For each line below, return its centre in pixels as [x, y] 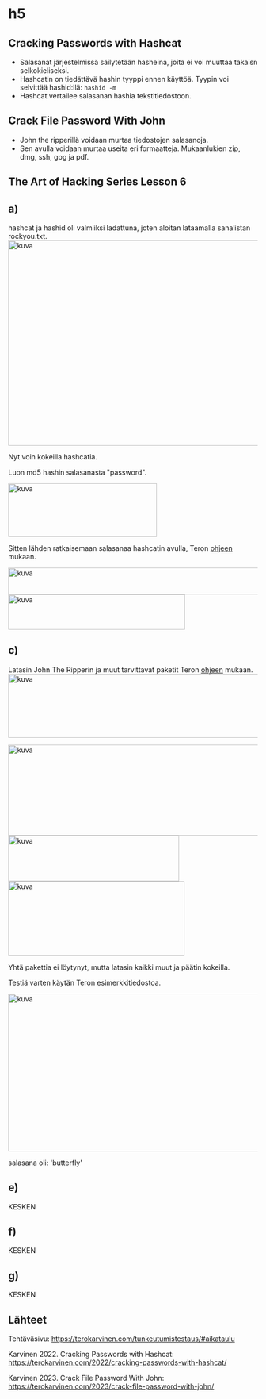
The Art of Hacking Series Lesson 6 [97, 182]
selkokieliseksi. [44, 71]
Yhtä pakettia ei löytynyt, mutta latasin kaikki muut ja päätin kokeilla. [119, 967]
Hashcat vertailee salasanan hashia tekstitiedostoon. [105, 96]
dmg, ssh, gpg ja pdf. [54, 156]
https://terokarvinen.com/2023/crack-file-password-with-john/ [111, 1386]
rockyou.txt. [28, 236]
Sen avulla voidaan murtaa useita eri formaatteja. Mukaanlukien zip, [130, 148]
